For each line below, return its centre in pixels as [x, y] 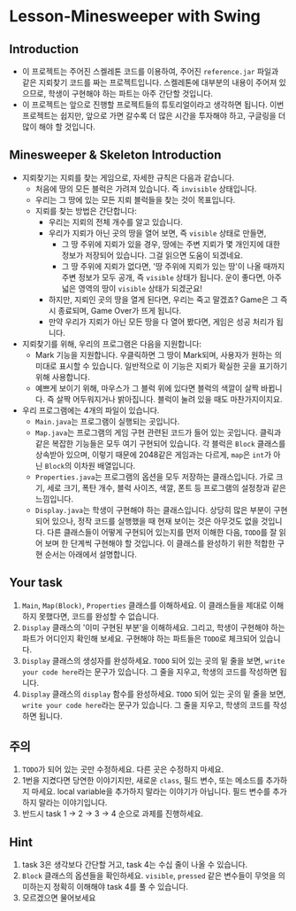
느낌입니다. [54, 499]
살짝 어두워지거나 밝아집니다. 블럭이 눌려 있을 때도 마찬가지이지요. [169, 399]
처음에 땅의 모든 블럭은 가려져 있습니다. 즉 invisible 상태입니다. [146, 189]
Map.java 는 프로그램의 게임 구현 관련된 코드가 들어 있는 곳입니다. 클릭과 [158, 432]
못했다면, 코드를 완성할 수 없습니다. [99, 616]
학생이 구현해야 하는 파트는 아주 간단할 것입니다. [131, 93]
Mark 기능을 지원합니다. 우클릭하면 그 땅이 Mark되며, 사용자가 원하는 [154, 354]
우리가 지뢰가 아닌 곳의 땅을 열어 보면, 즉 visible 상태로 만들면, [157, 233]
